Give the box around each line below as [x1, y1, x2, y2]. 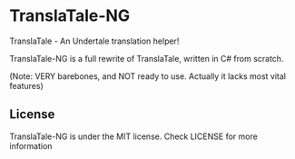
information [9, 140, 53, 151]
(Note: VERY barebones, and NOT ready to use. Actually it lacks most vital [9, 70, 286, 82]
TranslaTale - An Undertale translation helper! [9, 35, 180, 46]
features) [9, 80, 44, 91]
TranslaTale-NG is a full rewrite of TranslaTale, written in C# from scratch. [9, 53, 284, 64]
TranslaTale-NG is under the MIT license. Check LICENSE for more [9, 131, 259, 142]
